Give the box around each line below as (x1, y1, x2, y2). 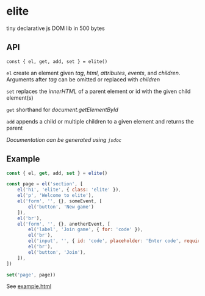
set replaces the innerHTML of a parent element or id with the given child (6, 87, 191, 95)
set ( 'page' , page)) (6, 272, 56, 278)
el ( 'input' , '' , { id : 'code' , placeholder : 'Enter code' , (28, 238, 182, 244)
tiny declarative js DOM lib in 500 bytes (6, 24, 105, 32)
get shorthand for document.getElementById (6, 106, 119, 113)
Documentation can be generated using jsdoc (6, 136, 122, 143)
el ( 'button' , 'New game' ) (28, 204, 95, 210)
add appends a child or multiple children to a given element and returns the (6, 117, 194, 125)
